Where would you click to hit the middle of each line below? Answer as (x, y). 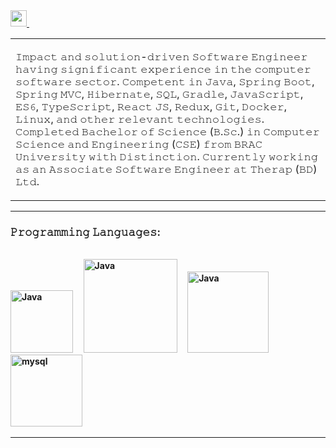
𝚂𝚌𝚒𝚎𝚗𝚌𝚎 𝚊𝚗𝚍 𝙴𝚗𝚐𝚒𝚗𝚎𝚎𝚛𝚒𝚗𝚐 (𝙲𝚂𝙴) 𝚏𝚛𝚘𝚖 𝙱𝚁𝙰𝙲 (139, 144)
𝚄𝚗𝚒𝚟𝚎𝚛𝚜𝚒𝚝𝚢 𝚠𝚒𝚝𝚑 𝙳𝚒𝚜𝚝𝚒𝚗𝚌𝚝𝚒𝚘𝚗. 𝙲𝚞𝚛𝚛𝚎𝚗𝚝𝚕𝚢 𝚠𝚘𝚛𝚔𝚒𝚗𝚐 (166, 156)
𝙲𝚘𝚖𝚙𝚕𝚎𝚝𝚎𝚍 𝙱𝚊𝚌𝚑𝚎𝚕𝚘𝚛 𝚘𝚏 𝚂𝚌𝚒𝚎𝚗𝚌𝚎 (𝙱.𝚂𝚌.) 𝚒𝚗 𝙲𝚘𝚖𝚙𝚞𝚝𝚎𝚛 (167, 131)
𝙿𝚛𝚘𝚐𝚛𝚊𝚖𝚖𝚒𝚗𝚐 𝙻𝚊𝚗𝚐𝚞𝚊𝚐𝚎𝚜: (86, 232)
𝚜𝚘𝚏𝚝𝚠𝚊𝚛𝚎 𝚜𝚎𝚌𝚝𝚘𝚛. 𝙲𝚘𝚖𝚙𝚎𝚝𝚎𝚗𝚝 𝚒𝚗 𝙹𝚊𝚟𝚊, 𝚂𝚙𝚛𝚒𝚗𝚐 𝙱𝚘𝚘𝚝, (165, 81)
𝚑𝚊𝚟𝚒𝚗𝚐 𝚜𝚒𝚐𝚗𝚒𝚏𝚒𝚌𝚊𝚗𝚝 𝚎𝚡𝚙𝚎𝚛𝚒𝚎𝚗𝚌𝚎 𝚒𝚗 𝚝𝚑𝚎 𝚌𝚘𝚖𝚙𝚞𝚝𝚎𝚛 (163, 69)
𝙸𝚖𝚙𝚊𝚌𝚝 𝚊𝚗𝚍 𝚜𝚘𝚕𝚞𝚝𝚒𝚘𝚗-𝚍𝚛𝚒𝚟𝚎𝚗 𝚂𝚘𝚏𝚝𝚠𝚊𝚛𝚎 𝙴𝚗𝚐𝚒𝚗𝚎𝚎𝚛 (161, 56)
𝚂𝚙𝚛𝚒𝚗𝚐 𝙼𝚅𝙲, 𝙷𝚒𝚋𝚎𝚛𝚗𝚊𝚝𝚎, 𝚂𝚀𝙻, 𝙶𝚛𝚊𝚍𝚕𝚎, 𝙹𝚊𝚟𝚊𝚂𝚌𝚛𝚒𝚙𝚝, (159, 94)
